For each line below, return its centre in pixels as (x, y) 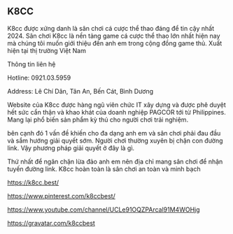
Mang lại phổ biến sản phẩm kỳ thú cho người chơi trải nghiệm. (98, 119)
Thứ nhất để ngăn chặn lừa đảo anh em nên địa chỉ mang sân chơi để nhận (115, 161)
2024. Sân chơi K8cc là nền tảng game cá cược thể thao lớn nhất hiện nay (114, 36)
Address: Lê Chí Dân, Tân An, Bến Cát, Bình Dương (80, 91)
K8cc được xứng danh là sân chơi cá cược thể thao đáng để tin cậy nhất (111, 28)
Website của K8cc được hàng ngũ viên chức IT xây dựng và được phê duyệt (116, 105)
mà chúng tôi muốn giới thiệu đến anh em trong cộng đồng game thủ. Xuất (115, 43)
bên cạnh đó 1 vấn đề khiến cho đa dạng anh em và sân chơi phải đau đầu (114, 133)
